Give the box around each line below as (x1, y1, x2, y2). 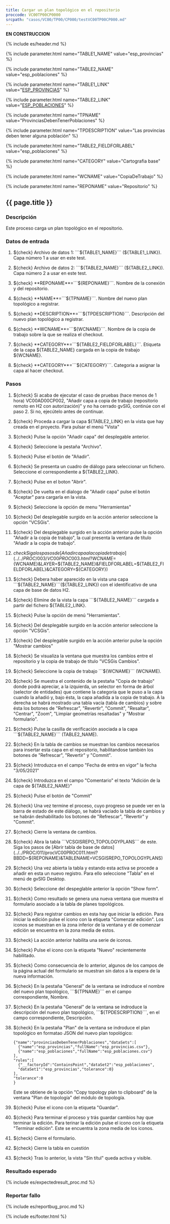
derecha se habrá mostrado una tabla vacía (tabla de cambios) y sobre (13, 700, 162, 706)
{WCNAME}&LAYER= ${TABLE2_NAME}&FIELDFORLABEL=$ (13, 561, 140, 567)
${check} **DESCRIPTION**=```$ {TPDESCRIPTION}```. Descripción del (13, 311, 165, 317)
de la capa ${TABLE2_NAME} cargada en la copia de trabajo (13, 347, 140, 353)
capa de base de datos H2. (13, 587, 70, 593)
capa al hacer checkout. (13, 367, 64, 374)
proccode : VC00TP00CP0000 (6, 12, 61, 17)
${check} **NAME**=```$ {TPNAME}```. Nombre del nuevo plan (13, 295, 147, 302)
